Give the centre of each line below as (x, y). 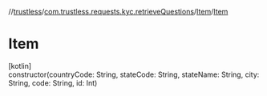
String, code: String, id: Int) (53, 82)
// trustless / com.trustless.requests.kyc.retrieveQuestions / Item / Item (118, 12)
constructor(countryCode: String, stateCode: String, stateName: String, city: (134, 74)
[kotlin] (20, 66)
